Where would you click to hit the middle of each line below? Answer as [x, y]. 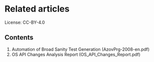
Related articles [37, 9]
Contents [19, 38]
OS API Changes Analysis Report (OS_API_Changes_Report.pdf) [76, 54]
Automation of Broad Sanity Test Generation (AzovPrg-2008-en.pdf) [80, 49]
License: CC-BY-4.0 [25, 22]
